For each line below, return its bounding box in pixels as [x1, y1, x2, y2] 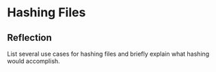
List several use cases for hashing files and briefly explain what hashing [7, 50, 210, 58]
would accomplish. [7, 57, 60, 65]
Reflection [7, 32, 53, 43]
